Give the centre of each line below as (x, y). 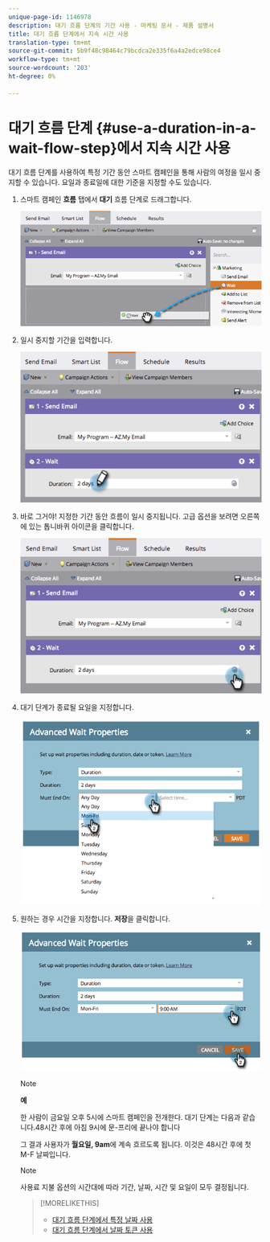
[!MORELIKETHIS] (70, 1203)
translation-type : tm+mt (50, 43)
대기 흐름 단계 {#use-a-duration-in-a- (133, 128)
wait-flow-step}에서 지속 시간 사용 (119, 148)
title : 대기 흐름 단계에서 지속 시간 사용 (69, 34)
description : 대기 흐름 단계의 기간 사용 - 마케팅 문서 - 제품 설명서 (111, 25)
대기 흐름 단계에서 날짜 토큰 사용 (102, 1230)
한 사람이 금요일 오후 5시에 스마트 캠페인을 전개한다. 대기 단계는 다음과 (130, 1117)
